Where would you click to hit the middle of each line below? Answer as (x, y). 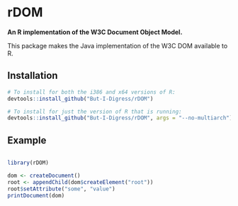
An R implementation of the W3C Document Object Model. (95, 32)
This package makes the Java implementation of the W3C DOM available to (118, 45)
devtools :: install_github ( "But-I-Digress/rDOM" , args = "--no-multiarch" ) (120, 118)
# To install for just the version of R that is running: (95, 112)
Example (27, 140)
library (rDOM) (28, 163)
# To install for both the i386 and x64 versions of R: (91, 92)
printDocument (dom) (36, 195)
